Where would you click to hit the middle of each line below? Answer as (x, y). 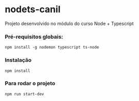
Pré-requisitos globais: (34, 37)
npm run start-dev (24, 94)
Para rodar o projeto (30, 84)
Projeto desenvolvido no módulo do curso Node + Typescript (69, 23)
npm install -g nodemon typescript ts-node (52, 47)
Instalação (18, 60)
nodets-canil (33, 9)
